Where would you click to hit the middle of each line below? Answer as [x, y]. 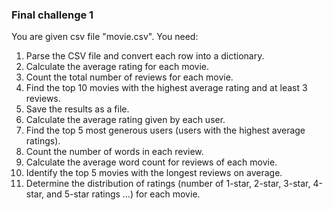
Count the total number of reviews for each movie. [129, 77]
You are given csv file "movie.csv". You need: [105, 37]
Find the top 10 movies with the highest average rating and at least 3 [166, 88]
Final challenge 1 [52, 15]
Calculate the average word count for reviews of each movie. [151, 162]
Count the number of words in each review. [114, 152]
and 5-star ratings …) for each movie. [123, 194]
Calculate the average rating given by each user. [125, 120]
